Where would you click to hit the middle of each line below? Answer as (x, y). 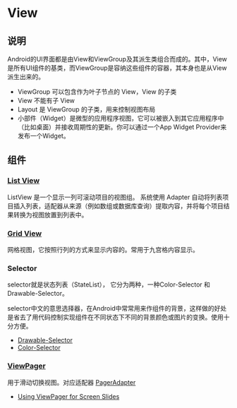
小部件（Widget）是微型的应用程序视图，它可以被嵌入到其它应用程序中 (121, 118)
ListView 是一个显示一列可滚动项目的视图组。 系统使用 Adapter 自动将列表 (115, 197)
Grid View (25, 233)
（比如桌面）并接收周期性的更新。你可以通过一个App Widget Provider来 (122, 127)
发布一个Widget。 (43, 136)
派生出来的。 (26, 77)
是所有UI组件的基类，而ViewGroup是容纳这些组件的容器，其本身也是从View (117, 68)
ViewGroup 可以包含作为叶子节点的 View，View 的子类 (97, 92)
